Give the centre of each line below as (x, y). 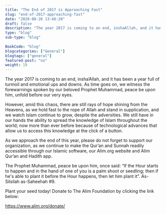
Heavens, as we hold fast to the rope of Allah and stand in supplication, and (82, 110)
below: (12, 197)
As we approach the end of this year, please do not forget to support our (79, 140)
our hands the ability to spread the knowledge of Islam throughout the (76, 120)
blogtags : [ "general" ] (28, 56)
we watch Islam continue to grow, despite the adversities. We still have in (80, 115)
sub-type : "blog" (23, 38)
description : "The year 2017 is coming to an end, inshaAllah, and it (79, 28)
